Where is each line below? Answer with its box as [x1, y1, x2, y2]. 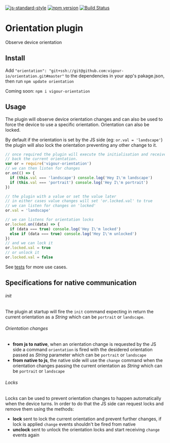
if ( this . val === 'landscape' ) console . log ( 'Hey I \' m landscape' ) [10, 175, 153, 180]
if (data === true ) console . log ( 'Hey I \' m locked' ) [10, 226, 121, 231]
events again [12, 432, 39, 438]
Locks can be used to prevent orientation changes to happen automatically [5, 395, 161, 401]
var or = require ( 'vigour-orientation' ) [5, 161, 92, 167]
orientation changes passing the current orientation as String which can [12, 363, 162, 369]
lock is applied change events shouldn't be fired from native [12, 421, 136, 427]
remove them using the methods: [5, 406, 74, 412]
